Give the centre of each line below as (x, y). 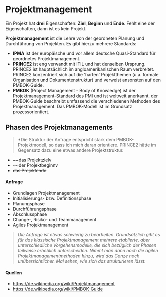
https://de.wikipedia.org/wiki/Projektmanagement (64, 284)
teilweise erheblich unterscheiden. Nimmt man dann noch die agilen (88, 250)
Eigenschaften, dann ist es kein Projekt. (46, 28)
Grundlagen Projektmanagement (46, 193)
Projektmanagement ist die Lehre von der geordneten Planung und (75, 38)
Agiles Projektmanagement (40, 225)
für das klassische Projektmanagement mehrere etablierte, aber (84, 240)
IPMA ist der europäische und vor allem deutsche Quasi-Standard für (84, 53)
